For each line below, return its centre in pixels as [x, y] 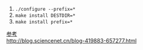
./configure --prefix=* [45, 9]
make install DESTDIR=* [45, 16]
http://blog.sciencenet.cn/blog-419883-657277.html [71, 41]
